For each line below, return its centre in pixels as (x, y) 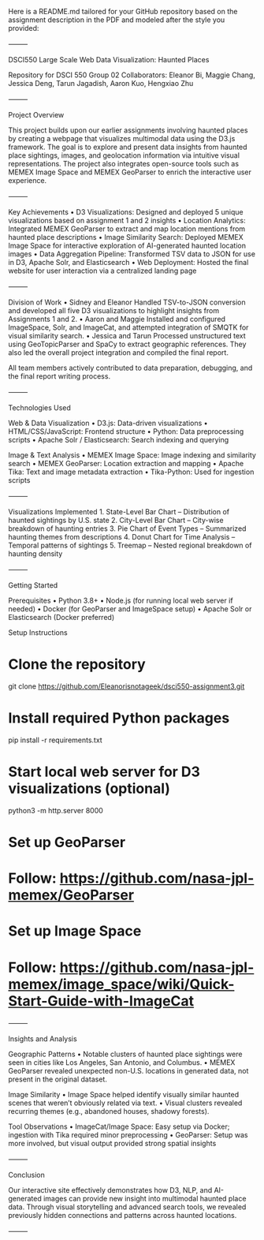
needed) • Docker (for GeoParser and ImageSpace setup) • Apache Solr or (130, 609)
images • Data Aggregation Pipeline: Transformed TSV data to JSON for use (132, 254)
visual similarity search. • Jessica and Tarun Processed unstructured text (127, 336)
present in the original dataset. (58, 1079)
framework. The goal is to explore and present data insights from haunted (128, 147)
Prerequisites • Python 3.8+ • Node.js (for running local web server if (121, 600)
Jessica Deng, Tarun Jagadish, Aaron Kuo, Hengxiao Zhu (101, 83)
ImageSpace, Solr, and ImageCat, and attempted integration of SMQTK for (128, 327)
